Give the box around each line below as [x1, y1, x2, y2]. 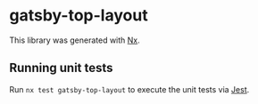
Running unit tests [9, 60, 113, 76]
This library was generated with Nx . [9, 35, 140, 45]
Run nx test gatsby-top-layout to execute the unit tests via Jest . [9, 84, 250, 94]
